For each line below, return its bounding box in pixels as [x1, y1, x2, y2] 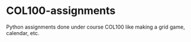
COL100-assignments [6, 4, 116, 17]
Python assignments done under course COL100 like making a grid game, [6, 23, 185, 30]
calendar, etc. [6, 29, 40, 36]
